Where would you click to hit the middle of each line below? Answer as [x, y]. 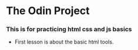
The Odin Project [48, 11]
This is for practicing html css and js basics [69, 29]
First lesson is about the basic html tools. [64, 42]
